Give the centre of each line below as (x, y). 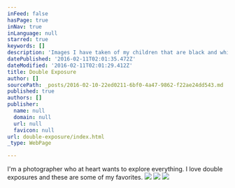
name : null (29, 111)
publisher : (23, 104)
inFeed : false (28, 14)
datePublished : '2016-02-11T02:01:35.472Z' (72, 59)
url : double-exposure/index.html (56, 136)
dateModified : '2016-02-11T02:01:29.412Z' (70, 65)
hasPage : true (28, 20)
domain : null (33, 117)
